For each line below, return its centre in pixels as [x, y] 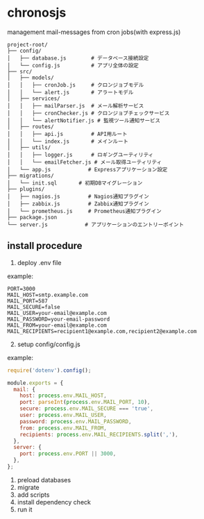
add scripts [33, 495]
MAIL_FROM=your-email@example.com [57, 325]
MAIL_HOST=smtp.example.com [48, 295]
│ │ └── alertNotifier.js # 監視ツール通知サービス [84, 120]
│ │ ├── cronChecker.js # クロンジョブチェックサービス [88, 113]
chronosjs [37, 13]
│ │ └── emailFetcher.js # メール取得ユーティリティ [85, 162]
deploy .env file [39, 262]
